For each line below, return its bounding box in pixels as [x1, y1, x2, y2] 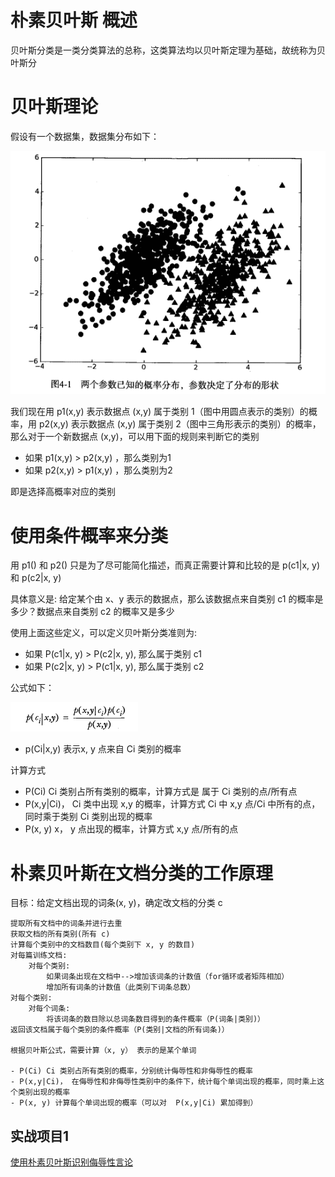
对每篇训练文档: [10, 951, 68, 961]
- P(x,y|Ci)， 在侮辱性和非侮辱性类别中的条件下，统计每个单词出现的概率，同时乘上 [10, 1077, 318, 1087]
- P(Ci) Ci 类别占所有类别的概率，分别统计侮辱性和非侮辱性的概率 [10, 1066, 253, 1076]
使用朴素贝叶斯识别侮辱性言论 [10, 1156, 133, 1168]
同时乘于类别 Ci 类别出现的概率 [24, 811, 153, 823]
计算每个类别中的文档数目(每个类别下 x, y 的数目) [10, 940, 196, 950]
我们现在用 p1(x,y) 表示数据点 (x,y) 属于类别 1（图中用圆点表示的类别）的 [10, 406, 309, 418]
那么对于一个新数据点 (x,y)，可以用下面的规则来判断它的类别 [10, 431, 260, 443]
